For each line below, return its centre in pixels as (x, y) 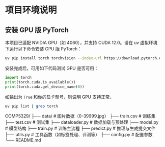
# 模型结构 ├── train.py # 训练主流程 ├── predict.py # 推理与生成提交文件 (80, 128)
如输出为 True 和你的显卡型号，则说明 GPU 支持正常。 (60, 97)
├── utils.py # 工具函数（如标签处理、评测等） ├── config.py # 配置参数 (79, 135)
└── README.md (23, 140)
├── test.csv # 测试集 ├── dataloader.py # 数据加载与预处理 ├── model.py (82, 122)
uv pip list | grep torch (31, 106)
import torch (18, 77)
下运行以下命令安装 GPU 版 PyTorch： (43, 49)
